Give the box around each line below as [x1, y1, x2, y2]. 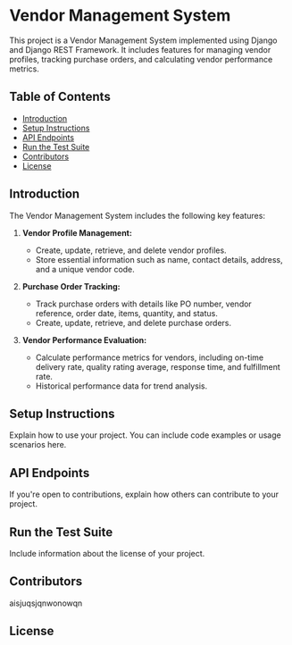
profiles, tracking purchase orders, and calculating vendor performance [9, 54, 273, 64]
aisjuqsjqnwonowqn [9, 598, 83, 608]
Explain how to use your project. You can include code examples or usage [9, 430, 281, 440]
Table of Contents [9, 89, 112, 105]
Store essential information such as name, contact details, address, [35, 254, 283, 264]
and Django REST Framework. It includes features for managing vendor [9, 44, 271, 54]
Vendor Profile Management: [21, 227, 132, 238]
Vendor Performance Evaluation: [21, 334, 147, 345]
